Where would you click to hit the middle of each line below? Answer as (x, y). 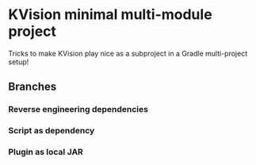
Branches (32, 87)
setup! (19, 62)
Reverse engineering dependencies (78, 109)
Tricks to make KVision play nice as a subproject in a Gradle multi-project (128, 53)
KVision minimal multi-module (110, 15)
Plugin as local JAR (46, 152)
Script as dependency (52, 131)
